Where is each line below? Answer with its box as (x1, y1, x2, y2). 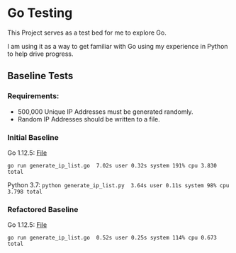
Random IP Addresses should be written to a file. (17, 114, 161, 123)
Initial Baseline (7, 132, 59, 142)
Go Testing (7, 5, 73, 21)
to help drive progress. (7, 49, 74, 58)
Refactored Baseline (7, 204, 79, 214)
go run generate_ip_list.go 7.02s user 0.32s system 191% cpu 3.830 (7, 162, 218, 169)
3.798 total (7, 188, 43, 195)
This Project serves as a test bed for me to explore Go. (7, 28, 167, 37)
